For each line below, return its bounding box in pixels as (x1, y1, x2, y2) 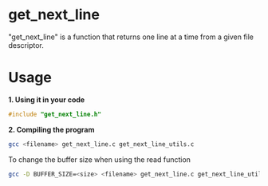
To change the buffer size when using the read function (8, 154, 191, 164)
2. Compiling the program (8, 125, 95, 134)
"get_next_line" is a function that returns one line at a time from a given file (8, 32, 254, 42)
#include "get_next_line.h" (8, 110, 102, 118)
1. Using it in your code (8, 94, 85, 105)
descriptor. (8, 40, 44, 49)
